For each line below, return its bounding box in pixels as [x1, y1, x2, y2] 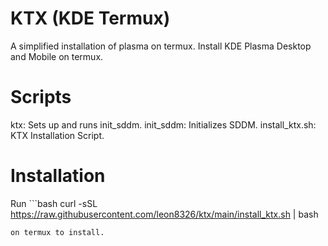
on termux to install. [10, 227, 105, 237]
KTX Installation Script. [10, 129, 105, 141]
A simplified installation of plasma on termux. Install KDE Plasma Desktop [10, 40, 312, 52]
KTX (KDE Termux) [10, 7, 171, 30]
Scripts [10, 86, 72, 109]
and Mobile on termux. [10, 50, 104, 62]
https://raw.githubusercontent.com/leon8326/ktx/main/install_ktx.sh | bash [10, 208, 319, 220]
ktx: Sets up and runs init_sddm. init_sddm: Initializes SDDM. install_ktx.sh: [10, 118, 317, 131]
